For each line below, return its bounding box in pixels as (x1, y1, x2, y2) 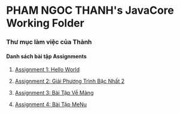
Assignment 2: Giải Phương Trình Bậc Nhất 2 (14, 77, 125, 85)
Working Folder (6, 16, 85, 30)
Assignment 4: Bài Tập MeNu (14, 101, 87, 108)
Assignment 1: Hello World (14, 66, 80, 73)
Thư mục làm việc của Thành (6, 38, 92, 46)
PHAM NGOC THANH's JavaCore (6, 4, 175, 17)
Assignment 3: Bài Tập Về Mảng (14, 89, 94, 97)
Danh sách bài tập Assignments (6, 52, 87, 60)
